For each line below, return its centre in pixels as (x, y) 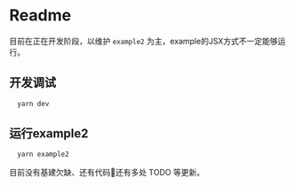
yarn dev (33, 104)
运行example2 (49, 134)
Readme (40, 15)
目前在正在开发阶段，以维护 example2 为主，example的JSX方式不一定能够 (144, 41)
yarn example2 (43, 155)
